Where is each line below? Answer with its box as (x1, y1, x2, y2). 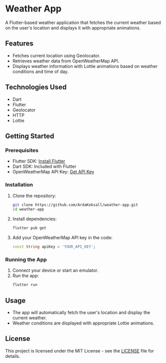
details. (5, 353, 20, 359)
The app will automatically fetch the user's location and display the (12, 310, 150, 316)
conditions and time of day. (12, 68, 69, 74)
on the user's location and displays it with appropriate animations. (5, 24, 141, 30)
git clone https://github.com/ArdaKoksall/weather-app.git (12, 202, 138, 207)
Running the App (5, 256, 47, 263)
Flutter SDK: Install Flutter (12, 158, 65, 164)
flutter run (12, 283, 37, 288)
